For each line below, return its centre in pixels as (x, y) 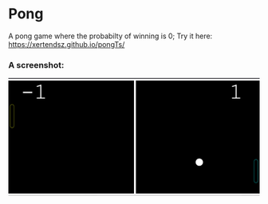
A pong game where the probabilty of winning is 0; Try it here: (110, 36)
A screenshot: (36, 65)
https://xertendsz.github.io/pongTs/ (67, 44)
